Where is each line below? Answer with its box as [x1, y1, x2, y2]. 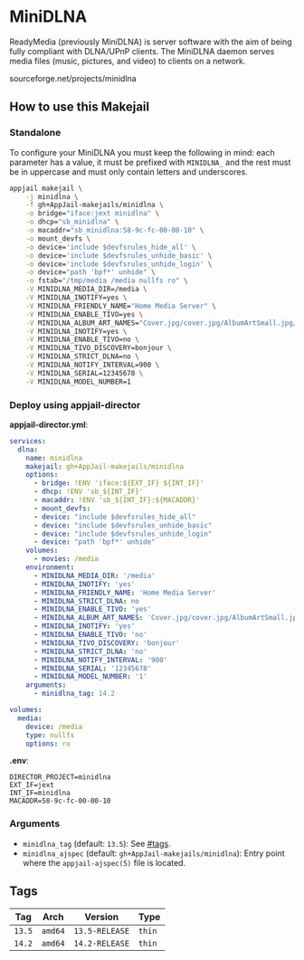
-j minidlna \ [25, 192, 79, 201]
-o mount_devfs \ [25, 233, 91, 243]
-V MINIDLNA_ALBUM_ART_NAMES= [25, 318, 140, 328]
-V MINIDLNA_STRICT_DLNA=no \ [25, 352, 140, 361]
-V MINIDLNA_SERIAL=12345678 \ [25, 368, 144, 377]
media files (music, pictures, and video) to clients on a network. [9, 55, 246, 66]
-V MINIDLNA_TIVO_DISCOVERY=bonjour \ [25, 344, 172, 353]
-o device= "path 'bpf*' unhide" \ [25, 268, 156, 277]
